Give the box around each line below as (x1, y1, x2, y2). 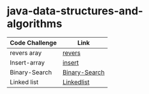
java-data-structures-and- (7, 4, 144, 18)
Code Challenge (10, 38, 57, 47)
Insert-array (10, 58, 45, 66)
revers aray (10, 48, 42, 57)
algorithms (7, 17, 62, 31)
